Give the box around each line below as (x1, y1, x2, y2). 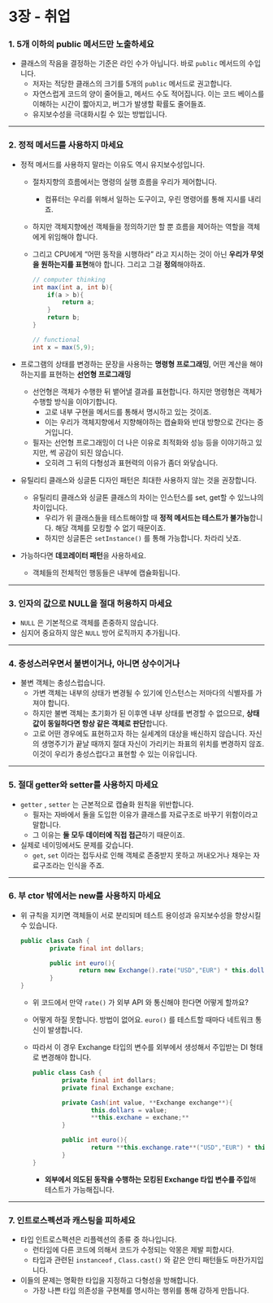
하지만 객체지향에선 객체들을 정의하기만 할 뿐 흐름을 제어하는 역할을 (32, 222, 245, 231)
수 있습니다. (19, 920, 58, 930)
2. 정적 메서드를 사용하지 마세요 (8, 139, 124, 151)
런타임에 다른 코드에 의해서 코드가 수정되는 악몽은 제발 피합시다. (32, 1245, 234, 1255)
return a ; (61, 298, 95, 306)
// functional (32, 336, 80, 344)
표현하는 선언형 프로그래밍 (48, 369, 132, 379)
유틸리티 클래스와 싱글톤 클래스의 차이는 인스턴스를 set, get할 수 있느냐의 (32, 492, 264, 502)
